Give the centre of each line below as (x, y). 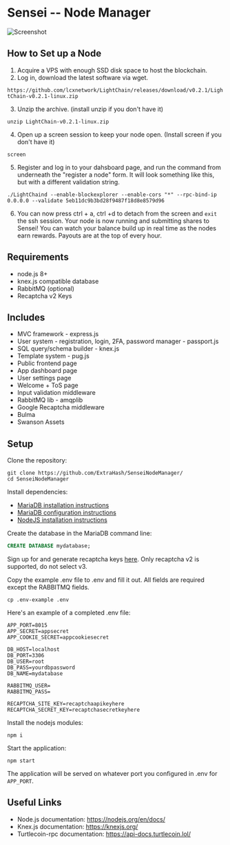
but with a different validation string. (69, 182)
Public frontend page (47, 363)
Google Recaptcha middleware (61, 407)
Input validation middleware (56, 393)
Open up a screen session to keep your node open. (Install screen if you (119, 134)
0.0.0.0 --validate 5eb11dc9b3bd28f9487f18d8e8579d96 (86, 201)
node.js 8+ (32, 273)
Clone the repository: (37, 460)
